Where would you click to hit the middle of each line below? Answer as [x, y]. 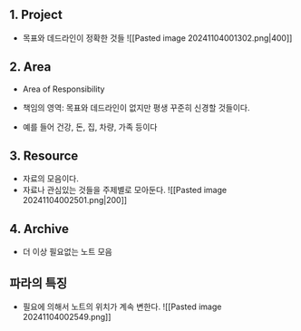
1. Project [36, 15]
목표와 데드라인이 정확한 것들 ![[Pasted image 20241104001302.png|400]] [157, 38]
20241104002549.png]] [67, 317]
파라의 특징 [39, 283]
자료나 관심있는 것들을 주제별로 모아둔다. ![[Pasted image [125, 190]
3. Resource [44, 156]
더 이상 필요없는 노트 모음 [68, 252]
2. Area [30, 67]
